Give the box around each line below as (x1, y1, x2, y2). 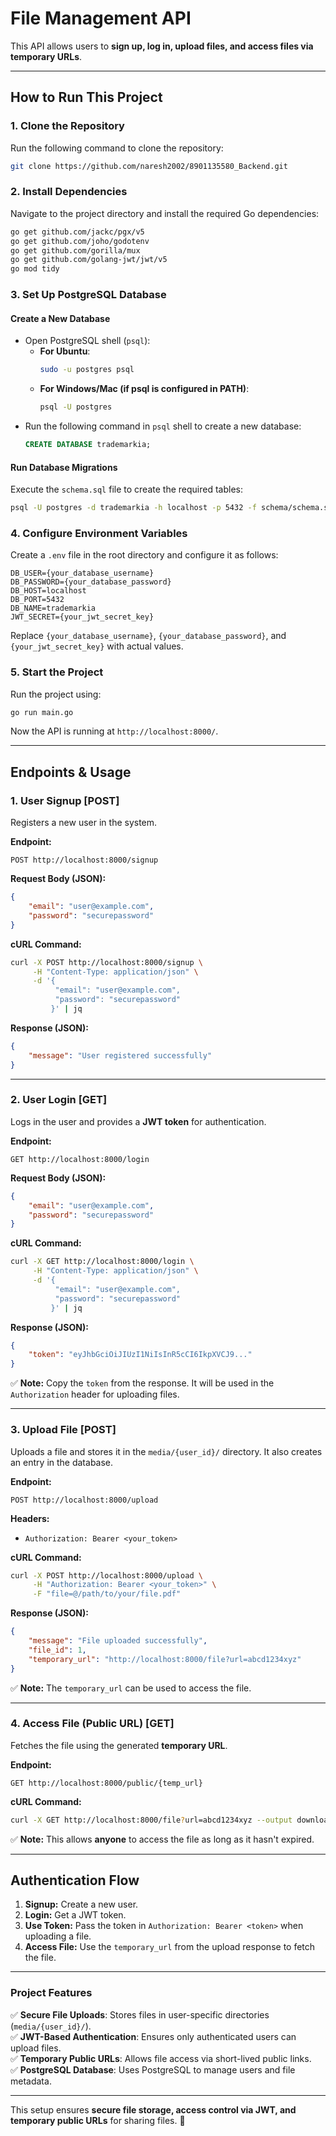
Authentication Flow (10, 1872, 140, 1889)
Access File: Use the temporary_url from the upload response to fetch (24, 1941, 316, 1953)
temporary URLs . (10, 50, 83, 62)
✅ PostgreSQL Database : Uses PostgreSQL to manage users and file (10, 2063, 296, 2076)
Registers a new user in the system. (10, 817, 158, 829)
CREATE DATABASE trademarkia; (24, 440, 152, 450)
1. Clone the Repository (10, 119, 125, 133)
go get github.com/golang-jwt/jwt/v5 (10, 255, 168, 265)
